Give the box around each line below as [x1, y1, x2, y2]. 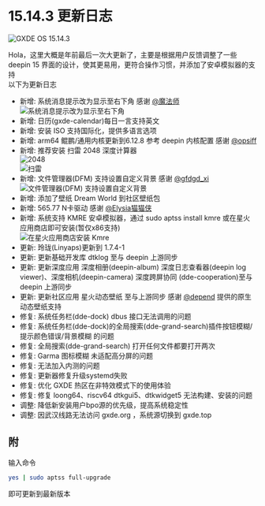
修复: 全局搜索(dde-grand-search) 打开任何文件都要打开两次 [19, 340, 215, 351]
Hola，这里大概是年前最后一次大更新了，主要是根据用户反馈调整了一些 [8, 50, 238, 59]
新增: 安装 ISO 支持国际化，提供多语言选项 [19, 125, 158, 135]
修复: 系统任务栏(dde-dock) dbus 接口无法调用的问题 [19, 311, 192, 321]
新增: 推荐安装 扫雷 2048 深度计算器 [19, 145, 137, 154]
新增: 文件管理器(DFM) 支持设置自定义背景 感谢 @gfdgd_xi [19, 173, 209, 183]
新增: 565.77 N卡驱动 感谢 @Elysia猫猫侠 [19, 203, 152, 213]
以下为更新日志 [8, 80, 57, 89]
